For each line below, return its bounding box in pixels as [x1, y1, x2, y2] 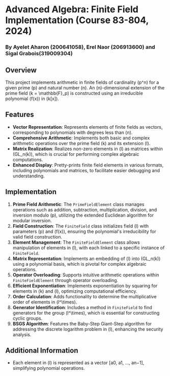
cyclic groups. [12, 315, 43, 321]
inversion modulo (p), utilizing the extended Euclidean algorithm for [12, 212, 154, 218]
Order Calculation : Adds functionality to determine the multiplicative [12, 293, 157, 299]
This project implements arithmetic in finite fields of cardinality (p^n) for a [5, 79, 159, 85]
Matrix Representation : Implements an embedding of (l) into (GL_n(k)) [12, 255, 161, 262]
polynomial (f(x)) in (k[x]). [5, 96, 60, 102]
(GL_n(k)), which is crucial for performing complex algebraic [12, 151, 139, 157]
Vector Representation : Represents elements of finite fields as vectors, [12, 124, 163, 130]
